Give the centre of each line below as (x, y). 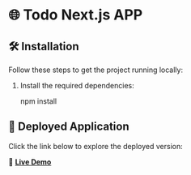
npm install (38, 101)
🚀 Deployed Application (69, 127)
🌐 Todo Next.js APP (76, 15)
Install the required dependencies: (77, 85)
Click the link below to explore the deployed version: (96, 146)
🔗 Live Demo (30, 162)
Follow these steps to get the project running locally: (96, 70)
